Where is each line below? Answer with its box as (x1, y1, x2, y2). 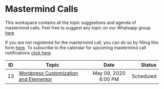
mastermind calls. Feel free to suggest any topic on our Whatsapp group (5, 24, 151, 30)
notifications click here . (5, 50, 52, 56)
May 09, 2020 (92, 69, 126, 76)
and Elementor (19, 76, 52, 83)
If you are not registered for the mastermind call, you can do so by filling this (5, 39, 159, 45)
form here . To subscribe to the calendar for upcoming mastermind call (5, 44, 146, 50)
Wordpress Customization (19, 69, 79, 76)
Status (141, 61, 157, 68)
